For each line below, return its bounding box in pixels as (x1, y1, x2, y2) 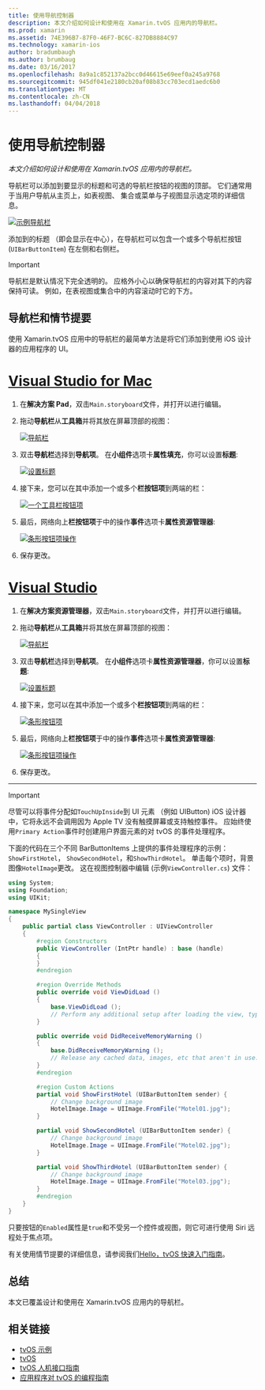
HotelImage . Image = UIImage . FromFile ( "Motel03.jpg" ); (50, 1178, 231, 1186)
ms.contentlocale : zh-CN (8, 93, 90, 100)
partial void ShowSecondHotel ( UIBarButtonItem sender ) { (36, 1127, 231, 1135)
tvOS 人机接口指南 (19, 1363, 80, 1373)
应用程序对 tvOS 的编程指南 (19, 1373, 110, 1383)
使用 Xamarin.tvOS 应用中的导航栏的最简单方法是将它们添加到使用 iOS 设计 (8, 334, 252, 343)
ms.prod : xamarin (8, 26, 65, 34)
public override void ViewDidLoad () (36, 988, 160, 997)
